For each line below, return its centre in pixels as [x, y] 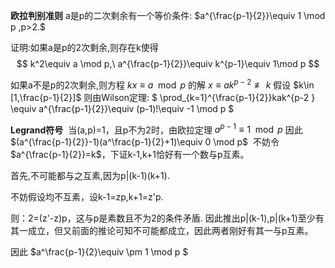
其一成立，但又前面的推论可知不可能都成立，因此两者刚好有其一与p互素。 [162, 231]
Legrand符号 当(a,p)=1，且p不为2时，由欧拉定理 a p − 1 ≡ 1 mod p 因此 [156, 129]
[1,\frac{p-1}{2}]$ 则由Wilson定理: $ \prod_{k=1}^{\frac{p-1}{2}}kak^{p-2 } [163, 97]
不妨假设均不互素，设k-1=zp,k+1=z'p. [87, 197]
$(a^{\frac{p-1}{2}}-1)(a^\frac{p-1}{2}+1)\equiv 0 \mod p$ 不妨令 [145, 142]
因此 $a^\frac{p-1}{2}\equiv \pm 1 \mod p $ [99, 252]
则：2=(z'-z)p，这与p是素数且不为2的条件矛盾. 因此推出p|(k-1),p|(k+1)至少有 [167, 218]
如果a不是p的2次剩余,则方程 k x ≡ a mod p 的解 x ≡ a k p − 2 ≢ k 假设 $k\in [162, 84]
